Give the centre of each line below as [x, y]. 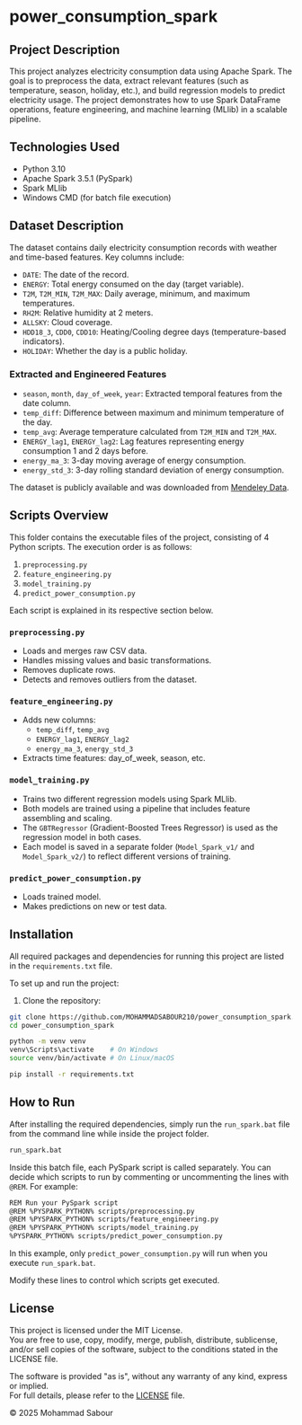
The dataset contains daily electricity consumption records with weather [143, 247]
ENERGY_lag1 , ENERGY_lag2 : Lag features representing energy [133, 441]
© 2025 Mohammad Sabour [62, 1412]
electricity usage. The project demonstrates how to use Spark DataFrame [145, 100]
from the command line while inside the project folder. [109, 1133]
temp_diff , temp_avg [72, 730]
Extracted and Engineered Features [88, 374]
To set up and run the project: [64, 983]
